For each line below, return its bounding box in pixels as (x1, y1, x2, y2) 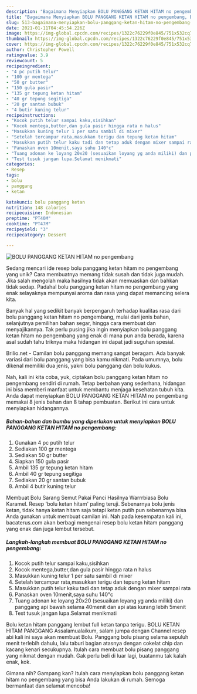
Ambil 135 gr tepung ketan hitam (14, 464, 93, 471)
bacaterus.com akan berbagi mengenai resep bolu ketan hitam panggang (6, 519, 184, 526)
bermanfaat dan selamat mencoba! (6, 682, 91, 689)
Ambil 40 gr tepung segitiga (14, 470, 82, 477)
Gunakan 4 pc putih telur (14, 439, 75, 446)
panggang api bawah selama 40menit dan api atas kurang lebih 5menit (14, 603, 186, 610)
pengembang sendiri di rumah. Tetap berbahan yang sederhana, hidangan (6, 380, 186, 387)
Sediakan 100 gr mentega (14, 445, 77, 452)
